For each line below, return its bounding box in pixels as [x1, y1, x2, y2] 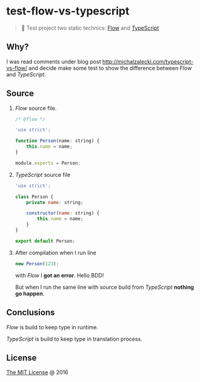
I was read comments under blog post [6, 58, 101, 65]
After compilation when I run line [15, 249, 97, 256]
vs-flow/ [6, 64, 27, 71]
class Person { [15, 194, 54, 200]
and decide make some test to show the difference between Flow [28, 64, 192, 71]
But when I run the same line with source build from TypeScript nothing [15, 283, 194, 291]
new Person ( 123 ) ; [15, 260, 59, 267]
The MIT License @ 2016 [6, 369, 68, 376]
